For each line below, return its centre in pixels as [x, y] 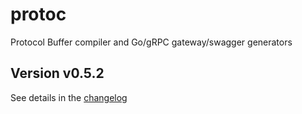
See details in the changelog [69, 97]
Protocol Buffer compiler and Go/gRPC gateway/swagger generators [151, 42]
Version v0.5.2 [57, 73]
